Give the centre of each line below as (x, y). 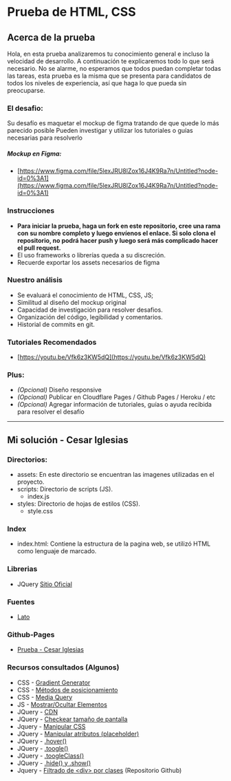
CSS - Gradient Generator (54, 683)
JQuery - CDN (37, 712)
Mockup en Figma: (34, 153)
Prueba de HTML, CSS (71, 12)
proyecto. (31, 482)
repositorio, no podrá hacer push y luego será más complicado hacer (118, 240)
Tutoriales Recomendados (52, 342)
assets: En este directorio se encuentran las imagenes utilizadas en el (115, 475)
